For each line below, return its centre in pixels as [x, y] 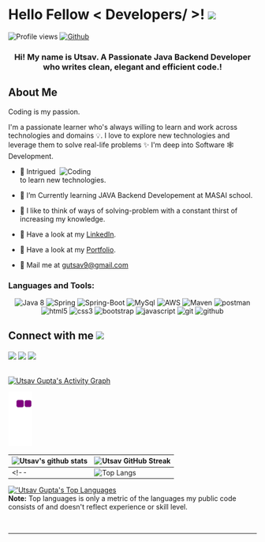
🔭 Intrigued [37, 171]
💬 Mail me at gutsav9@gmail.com [74, 265]
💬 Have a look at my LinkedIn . [68, 234]
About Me [33, 93]
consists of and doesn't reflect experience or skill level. [98, 507]
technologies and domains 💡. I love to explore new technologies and [119, 135]
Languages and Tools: [51, 285]
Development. [31, 156]
